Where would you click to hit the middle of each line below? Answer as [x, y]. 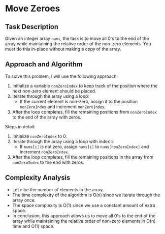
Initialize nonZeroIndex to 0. [40, 136]
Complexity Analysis [38, 178]
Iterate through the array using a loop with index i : [63, 141]
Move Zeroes [33, 9]
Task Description [32, 27]
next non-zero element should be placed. [54, 91]
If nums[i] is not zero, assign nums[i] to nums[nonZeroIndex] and [84, 146]
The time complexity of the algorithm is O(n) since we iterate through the [86, 195]
